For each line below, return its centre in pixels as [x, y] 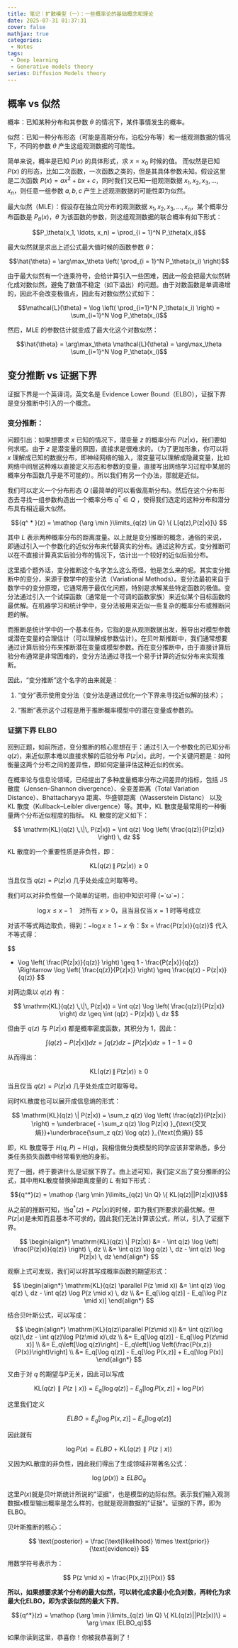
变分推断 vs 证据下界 [52, 375]
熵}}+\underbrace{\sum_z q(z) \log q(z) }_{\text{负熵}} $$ [119, 1132]
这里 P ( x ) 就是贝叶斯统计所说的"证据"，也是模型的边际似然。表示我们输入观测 [119, 1494]
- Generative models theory [52, 67]
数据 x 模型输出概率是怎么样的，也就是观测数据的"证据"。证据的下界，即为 [114, 1503]
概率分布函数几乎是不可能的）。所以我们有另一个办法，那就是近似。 [105, 475]
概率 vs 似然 [34, 104]
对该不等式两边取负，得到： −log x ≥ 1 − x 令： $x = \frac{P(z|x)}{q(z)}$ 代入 [118, 925]
